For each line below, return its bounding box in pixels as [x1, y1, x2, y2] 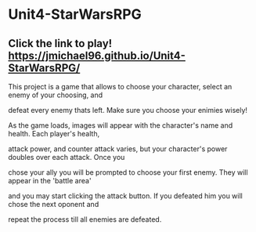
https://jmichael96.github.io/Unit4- [8, 49, 186, 62]
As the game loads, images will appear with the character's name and [8, 121, 233, 130]
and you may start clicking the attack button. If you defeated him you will [8, 191, 243, 201]
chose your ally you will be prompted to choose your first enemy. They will [8, 168, 248, 177]
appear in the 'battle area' [8, 176, 92, 185]
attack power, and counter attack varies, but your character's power [8, 144, 228, 154]
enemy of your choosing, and [8, 90, 103, 100]
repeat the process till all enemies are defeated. [8, 215, 162, 224]
